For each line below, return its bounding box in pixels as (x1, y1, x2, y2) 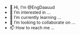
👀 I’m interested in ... (9, 9, 51, 15)
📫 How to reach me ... (9, 25, 55, 30)
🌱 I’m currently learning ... (9, 15, 62, 20)
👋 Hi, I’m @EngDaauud (9, 5, 55, 10)
